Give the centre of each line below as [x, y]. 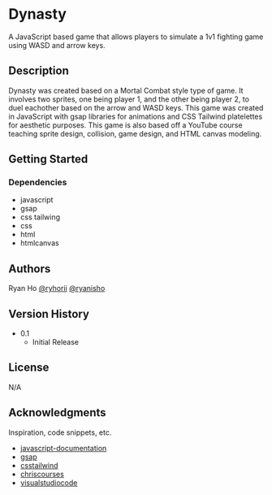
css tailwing [40, 217]
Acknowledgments [58, 412]
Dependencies [38, 182]
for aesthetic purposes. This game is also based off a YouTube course [125, 125]
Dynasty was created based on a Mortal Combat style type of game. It [126, 90]
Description [39, 71]
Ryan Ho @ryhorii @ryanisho [57, 289]
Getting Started [48, 159]
